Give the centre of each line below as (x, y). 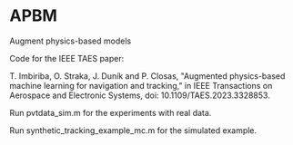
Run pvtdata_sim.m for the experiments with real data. (111, 112)
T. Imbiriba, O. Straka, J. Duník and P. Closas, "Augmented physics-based (147, 76)
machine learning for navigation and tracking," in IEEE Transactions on (141, 85)
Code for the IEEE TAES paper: (67, 58)
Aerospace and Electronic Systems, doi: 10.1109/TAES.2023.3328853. (140, 95)
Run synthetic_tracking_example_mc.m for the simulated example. (133, 130)
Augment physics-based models (71, 41)
